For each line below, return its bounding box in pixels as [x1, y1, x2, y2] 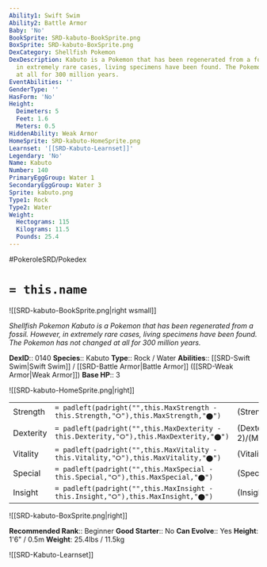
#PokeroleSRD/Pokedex [9, 255, 87, 264]
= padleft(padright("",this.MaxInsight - [55, 484, 213, 492]
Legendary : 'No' [9, 151, 63, 159]
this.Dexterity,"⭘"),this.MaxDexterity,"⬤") [55, 432, 230, 441]
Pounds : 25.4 [16, 233, 59, 241]
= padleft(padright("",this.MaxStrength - [55, 403, 217, 412]
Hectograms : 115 [16, 218, 70, 226]
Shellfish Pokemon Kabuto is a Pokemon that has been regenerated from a [9, 320, 254, 330]
